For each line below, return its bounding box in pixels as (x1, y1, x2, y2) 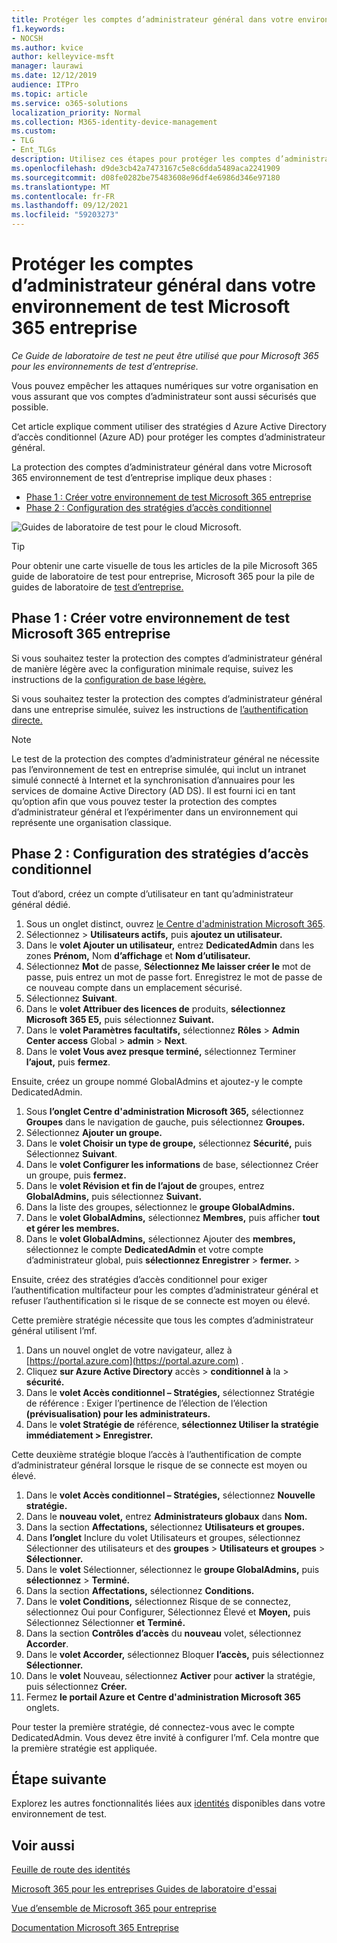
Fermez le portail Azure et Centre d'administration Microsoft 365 (25, 1691, 301, 1703)
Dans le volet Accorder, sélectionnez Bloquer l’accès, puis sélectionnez (25, 1648, 325, 1660)
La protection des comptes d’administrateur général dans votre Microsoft (11, 461, 313, 473)
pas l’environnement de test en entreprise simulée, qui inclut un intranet (11, 763, 307, 775)
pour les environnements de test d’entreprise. (11, 360, 199, 372)
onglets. (25, 1701, 60, 1713)
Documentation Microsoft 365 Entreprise (11, 1922, 179, 1934)
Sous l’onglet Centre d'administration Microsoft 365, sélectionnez (25, 1105, 304, 1117)
